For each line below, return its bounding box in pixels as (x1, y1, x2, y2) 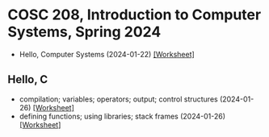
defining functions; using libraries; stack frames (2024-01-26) (19, 111, 226, 121)
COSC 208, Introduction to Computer (7, 6, 262, 24)
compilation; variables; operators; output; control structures (19, 94, 219, 104)
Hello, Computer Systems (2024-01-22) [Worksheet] (19, 49, 195, 59)
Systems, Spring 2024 (7, 23, 162, 41)
